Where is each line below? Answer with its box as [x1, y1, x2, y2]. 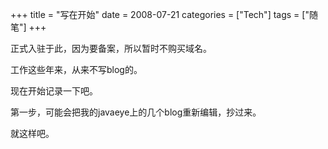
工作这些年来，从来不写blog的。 [10, 64, 143, 75]
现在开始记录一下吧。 [10, 85, 98, 97]
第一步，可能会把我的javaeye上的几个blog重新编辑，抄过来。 [10, 106, 262, 118]
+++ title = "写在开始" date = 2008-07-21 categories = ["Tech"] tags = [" [10, 9, 310, 20]
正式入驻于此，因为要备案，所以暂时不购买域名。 [10, 43, 212, 54]
